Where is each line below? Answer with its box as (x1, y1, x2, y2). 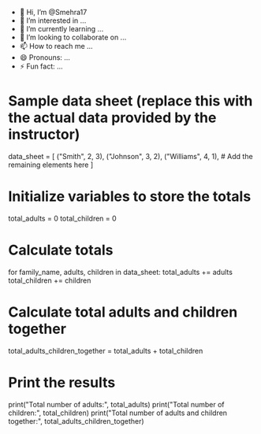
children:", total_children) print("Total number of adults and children (8, 408, 227, 417)
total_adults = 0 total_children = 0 (8, 213, 117, 223)
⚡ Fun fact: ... (19, 61, 63, 71)
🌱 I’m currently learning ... (19, 24, 104, 33)
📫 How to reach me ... (19, 42, 93, 50)
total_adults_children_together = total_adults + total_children (8, 346, 203, 355)
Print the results (8, 373, 116, 391)
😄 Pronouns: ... (19, 53, 71, 62)
